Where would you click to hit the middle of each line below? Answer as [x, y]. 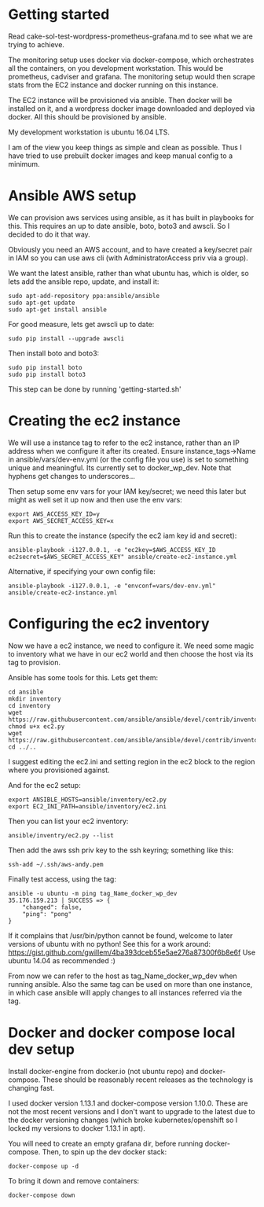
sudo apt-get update [42, 303]
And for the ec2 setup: [44, 785]
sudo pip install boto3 [47, 374]
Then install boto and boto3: [54, 353]
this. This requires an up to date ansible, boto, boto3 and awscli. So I [119, 226]
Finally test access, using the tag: [62, 879]
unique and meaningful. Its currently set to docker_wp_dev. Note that [120, 467]
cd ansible [26, 692]
